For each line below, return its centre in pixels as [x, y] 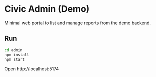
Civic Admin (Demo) [47, 9]
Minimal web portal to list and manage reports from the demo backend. [78, 23]
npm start [15, 59]
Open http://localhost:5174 [32, 69]
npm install [17, 55]
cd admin [14, 50]
